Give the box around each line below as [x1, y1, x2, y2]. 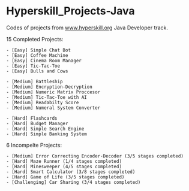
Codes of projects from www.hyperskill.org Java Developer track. [6, 24, 169, 31]
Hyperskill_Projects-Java [6, 4, 135, 18]
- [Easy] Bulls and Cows [6, 68, 68, 74]
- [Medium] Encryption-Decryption [6, 84, 93, 90]
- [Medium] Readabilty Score [6, 99, 79, 105]
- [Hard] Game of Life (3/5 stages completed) [6, 174, 125, 180]
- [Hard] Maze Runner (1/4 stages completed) [6, 158, 122, 164]
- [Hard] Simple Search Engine [6, 126, 85, 132]
